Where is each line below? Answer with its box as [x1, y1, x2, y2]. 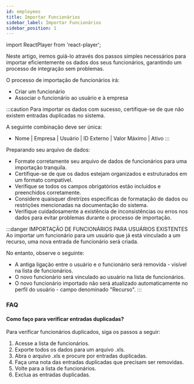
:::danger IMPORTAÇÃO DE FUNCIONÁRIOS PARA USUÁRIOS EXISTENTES [6, 225, 188, 233]
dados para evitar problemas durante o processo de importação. [14, 214, 172, 221]
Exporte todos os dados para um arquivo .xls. [14, 346, 126, 353]
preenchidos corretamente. [14, 189, 81, 196]
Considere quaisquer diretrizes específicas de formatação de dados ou [14, 195, 188, 202]
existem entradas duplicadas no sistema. [6, 112, 106, 119]
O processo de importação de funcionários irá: [6, 77, 120, 84]
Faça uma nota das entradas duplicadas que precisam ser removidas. [14, 359, 184, 366]
